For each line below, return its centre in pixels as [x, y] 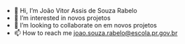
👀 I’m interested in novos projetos [62, 18]
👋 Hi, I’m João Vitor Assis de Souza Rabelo [76, 11]
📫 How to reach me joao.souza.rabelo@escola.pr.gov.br [96, 33]
